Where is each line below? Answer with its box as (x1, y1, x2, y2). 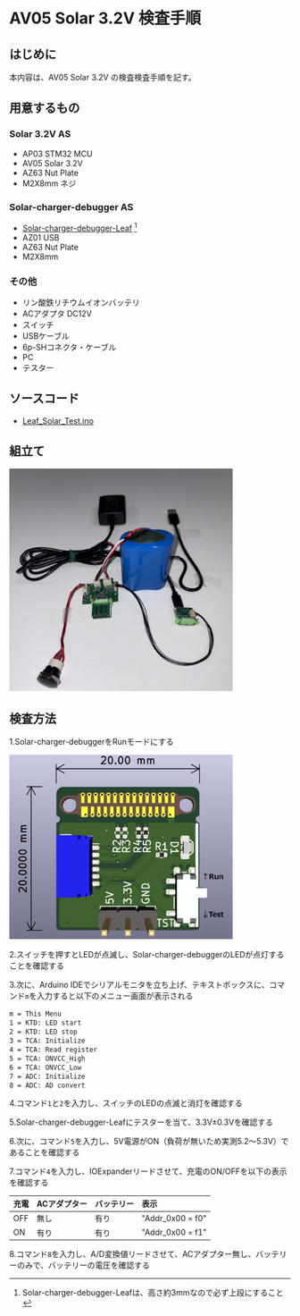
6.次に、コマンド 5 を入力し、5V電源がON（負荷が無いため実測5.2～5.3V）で (9, 1135, 289, 1146)
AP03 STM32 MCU (21, 148, 93, 159)
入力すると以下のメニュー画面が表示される (37, 990, 194, 1001)
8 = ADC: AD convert (9, 1081, 87, 1090)
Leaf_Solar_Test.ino (21, 415, 94, 426)
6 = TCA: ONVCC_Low (9, 1063, 82, 1072)
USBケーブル (21, 330, 70, 341)
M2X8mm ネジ (21, 178, 77, 189)
